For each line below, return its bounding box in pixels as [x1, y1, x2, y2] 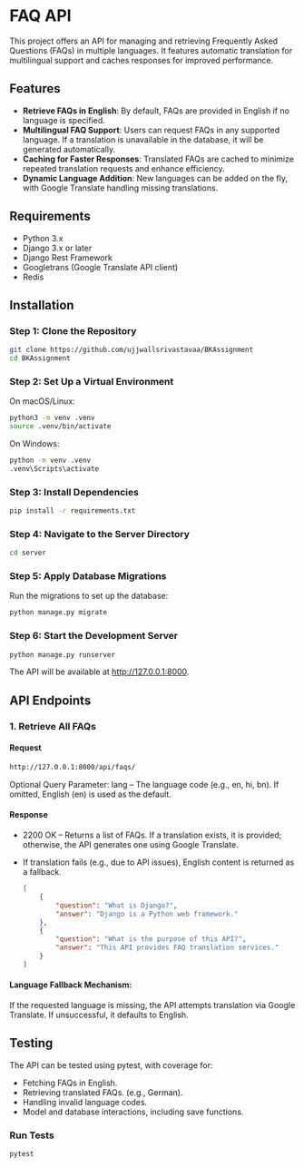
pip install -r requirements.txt [9, 506, 136, 515]
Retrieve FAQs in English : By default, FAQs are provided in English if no [22, 105, 290, 116]
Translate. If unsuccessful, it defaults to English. [9, 1009, 189, 1021]
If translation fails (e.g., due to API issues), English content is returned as [22, 857, 295, 868]
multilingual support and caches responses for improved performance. [9, 54, 274, 65]
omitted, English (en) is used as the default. [9, 789, 172, 799]
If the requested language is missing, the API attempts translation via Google [9, 1000, 296, 1011]
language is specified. [22, 114, 106, 125]
